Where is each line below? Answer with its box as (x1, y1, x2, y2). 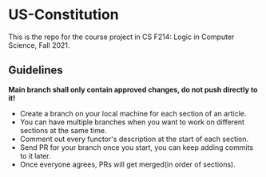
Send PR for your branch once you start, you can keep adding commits (19, 142, 254, 152)
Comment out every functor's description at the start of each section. (19, 134, 249, 144)
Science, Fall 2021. (8, 40, 70, 49)
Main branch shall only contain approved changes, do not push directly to (8, 85, 258, 94)
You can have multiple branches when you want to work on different (19, 117, 245, 127)
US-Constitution (8, 6, 119, 24)
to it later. (19, 151, 51, 160)
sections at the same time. (19, 125, 107, 135)
